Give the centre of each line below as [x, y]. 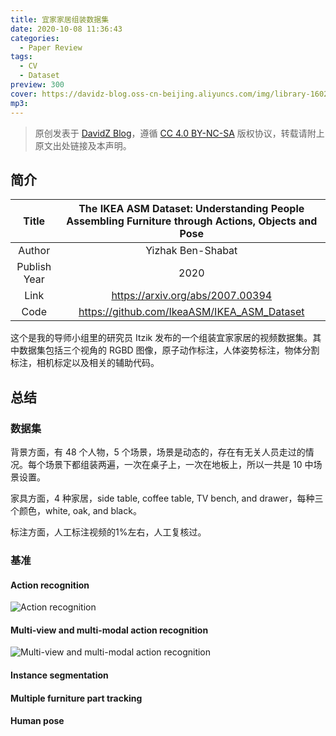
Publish [34, 267]
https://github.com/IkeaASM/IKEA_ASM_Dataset [191, 312]
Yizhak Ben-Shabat [191, 251]
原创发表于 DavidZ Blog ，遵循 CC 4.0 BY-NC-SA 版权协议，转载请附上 [179, 133]
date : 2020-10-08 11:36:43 [66, 29]
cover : [24, 94]
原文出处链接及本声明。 [83, 145]
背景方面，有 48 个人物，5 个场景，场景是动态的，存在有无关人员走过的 [158, 452]
